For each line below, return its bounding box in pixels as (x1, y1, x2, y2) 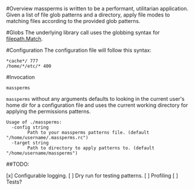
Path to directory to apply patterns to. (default (27, 145, 155, 151)
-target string (11, 140, 49, 146)
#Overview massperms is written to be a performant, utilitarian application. (6, 5, 189, 12)
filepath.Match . (6, 35, 43, 42)
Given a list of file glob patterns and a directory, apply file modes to (6, 11, 170, 18)
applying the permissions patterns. (6, 108, 91, 114)
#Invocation (6, 74, 35, 80)
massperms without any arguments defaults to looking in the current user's (6, 96, 185, 102)
